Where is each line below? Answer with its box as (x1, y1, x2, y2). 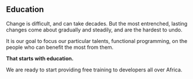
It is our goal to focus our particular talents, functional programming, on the (6, 37, 188, 44)
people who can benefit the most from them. (6, 44, 114, 51)
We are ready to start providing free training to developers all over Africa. (6, 66, 182, 73)
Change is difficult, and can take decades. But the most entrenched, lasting (6, 20, 188, 27)
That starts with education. (6, 55, 74, 62)
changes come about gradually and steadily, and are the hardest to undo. (6, 26, 182, 33)
